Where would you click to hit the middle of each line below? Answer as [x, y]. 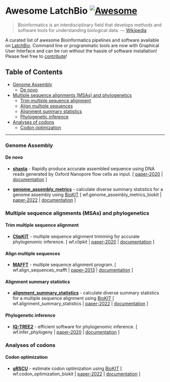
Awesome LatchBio [47, 11]
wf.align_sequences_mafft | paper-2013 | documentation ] [73, 270]
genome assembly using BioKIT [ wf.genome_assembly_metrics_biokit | [87, 195]
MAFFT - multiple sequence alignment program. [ [64, 265]
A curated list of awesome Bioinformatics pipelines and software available [82, 40]
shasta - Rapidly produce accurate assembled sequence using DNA [84, 168]
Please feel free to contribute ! [36, 56]
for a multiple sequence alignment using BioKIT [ [63, 298]
